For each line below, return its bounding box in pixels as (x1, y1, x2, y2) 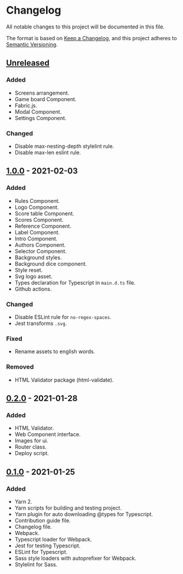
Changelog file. (14, 523, 52, 530)
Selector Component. (14, 247, 67, 254)
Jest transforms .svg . (14, 320, 67, 327)
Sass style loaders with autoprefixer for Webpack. (14, 554, 137, 562)
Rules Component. (14, 197, 60, 204)
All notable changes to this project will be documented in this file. (6, 23, 165, 30)
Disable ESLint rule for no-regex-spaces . (14, 313, 112, 320)
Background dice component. (14, 260, 87, 267)
